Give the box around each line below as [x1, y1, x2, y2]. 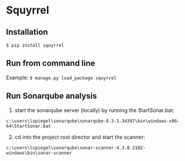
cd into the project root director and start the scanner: [14, 133, 146, 140]
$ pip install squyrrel [6, 42, 65, 48]
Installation [6, 27, 48, 37]
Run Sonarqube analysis [6, 91, 97, 101]
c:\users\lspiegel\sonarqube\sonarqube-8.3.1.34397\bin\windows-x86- [6, 118, 180, 124]
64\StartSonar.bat [6, 123, 51, 129]
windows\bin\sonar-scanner [6, 150, 72, 156]
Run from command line [6, 58, 96, 68]
